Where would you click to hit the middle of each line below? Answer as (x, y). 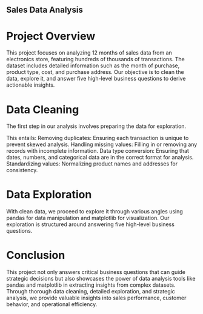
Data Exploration (49, 195)
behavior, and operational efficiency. (52, 304)
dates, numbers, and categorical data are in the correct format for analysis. (100, 158)
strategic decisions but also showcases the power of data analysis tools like (101, 279)
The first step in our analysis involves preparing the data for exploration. (96, 126)
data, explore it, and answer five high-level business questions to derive (96, 79)
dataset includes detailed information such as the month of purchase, (93, 65)
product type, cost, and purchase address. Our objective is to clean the (95, 72)
